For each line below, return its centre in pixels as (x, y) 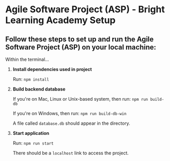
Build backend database (39, 89)
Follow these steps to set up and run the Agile (80, 39)
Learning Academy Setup (60, 20)
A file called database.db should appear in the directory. (71, 123)
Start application (31, 133)
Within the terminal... (27, 59)
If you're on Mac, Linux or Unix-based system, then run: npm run (80, 99)
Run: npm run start (33, 143)
